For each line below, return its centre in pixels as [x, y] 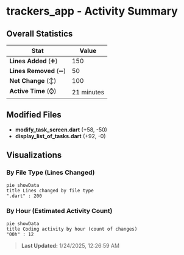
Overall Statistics [40, 34]
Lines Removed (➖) [37, 71]
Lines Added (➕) [34, 61]
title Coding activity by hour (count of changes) [72, 229]
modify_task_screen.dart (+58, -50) [61, 130]
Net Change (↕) [33, 81]
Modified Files [34, 115]
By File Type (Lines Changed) [51, 173]
